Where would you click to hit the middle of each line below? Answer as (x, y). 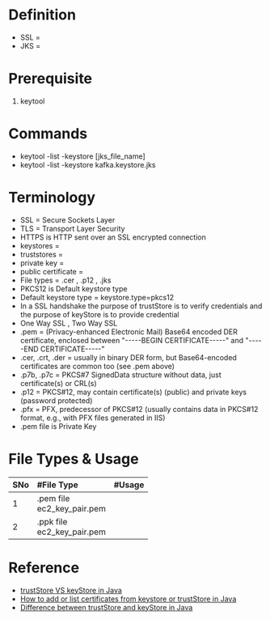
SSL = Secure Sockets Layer (67, 219)
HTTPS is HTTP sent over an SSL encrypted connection (113, 237)
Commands (48, 134)
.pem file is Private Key (58, 426)
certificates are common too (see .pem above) (97, 366)
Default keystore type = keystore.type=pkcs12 (97, 297)
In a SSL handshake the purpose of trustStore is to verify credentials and (141, 306)
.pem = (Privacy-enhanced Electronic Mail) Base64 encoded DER (129, 331)
